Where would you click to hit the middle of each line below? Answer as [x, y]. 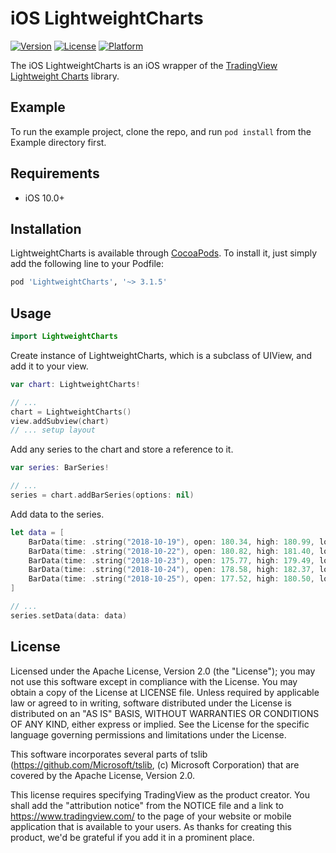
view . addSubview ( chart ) [60, 421]
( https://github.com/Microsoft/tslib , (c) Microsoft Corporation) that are [155, 764]
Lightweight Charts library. [65, 76]
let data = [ [37, 532]
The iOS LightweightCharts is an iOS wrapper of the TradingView [144, 65]
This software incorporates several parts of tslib [109, 754]
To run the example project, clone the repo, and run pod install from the [161, 131]
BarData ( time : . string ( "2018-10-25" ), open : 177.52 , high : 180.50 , [171, 579]
